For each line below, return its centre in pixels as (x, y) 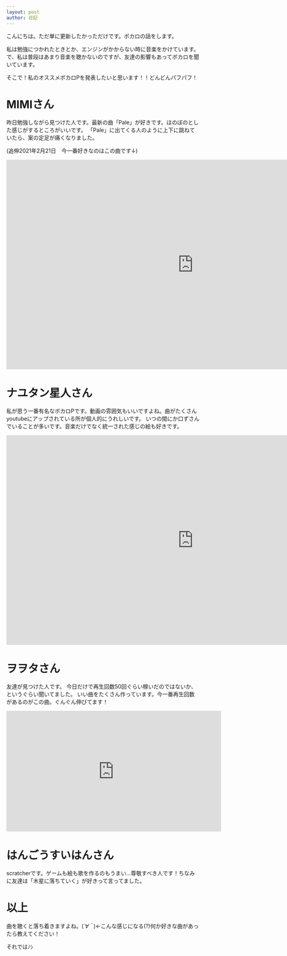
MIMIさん (30, 104)
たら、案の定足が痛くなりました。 (55, 138)
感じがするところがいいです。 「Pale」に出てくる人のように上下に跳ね (101, 130)
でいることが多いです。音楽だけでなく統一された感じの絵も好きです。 (94, 426)
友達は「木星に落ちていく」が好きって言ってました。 (78, 881)
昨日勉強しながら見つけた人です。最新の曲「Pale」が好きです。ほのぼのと (100, 123)
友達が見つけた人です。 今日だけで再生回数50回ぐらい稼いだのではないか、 (101, 687)
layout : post (23, 12)
